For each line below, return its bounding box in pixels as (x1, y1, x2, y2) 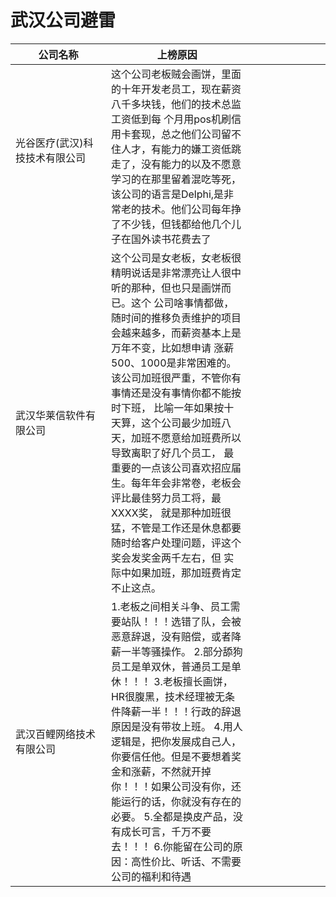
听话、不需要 (180, 854, 242, 868)
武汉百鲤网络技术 (15, 727, 97, 741)
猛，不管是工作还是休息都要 (110, 521, 242, 535)
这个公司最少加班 (140, 416, 222, 430)
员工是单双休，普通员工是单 (110, 659, 242, 673)
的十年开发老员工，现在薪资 (110, 82, 242, 96)
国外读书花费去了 (130, 232, 212, 246)
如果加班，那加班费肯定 (130, 566, 242, 580)
